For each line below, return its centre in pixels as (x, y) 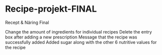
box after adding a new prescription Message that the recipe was (71, 37)
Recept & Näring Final (27, 22)
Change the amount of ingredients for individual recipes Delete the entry (79, 32)
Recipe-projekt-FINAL (51, 9)
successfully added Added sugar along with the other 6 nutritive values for (81, 42)
